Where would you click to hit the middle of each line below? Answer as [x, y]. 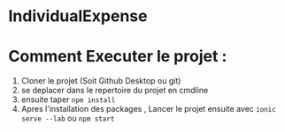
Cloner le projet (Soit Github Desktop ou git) [101, 81]
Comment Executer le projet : [118, 57]
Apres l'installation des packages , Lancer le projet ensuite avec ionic [148, 109]
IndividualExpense [78, 16]
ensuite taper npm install [68, 99]
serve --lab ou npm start [68, 118]
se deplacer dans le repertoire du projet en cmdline [115, 91]
